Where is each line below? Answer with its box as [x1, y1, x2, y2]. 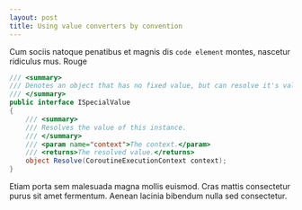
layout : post [9, 13, 58, 22]
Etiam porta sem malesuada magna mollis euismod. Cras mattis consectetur [9, 181, 290, 191]
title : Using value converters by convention [9, 22, 182, 31]
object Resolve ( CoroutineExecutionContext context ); [25, 156, 227, 166]
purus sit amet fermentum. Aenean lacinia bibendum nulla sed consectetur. [9, 190, 288, 201]
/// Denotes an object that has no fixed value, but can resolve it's [9, 82, 280, 91]
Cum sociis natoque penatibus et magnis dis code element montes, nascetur [9, 46, 290, 57]
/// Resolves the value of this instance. [25, 123, 187, 132]
